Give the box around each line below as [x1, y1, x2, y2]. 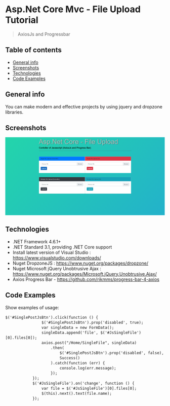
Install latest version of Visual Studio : [12, 249, 91, 255]
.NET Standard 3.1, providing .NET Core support [12, 244, 112, 250]
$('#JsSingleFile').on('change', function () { [32, 381, 135, 386]
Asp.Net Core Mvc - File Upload [5, 4, 141, 15]
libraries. [5, 109, 24, 115]
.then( [50, 345, 65, 350]
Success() [59, 355, 80, 360]
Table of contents [5, 46, 62, 54]
